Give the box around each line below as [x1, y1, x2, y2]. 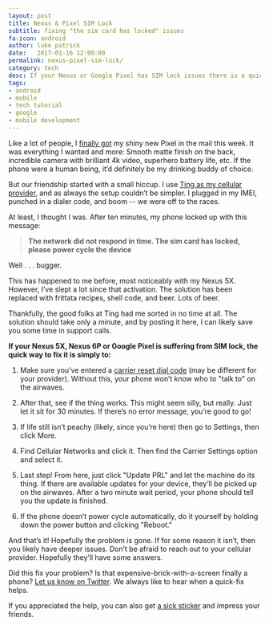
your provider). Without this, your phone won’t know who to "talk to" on [19, 374, 256, 383]
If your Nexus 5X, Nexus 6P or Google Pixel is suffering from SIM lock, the [8, 341, 259, 350]
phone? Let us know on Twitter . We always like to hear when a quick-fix [8, 576, 244, 586]
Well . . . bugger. [8, 260, 62, 270]
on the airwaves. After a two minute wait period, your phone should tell [19, 487, 254, 496]
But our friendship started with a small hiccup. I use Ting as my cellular [8, 179, 243, 189]
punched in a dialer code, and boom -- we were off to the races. [8, 196, 220, 206]
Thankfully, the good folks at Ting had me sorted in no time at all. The [8, 308, 238, 318]
